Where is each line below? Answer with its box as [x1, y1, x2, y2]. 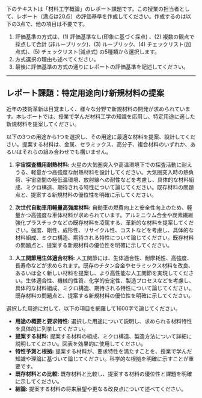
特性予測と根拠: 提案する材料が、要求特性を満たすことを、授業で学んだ [14, 347, 192, 355]
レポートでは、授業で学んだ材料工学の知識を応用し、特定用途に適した [21, 113, 195, 120]
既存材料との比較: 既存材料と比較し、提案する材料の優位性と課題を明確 [14, 370, 192, 378]
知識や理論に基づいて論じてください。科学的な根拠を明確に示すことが [14, 355, 189, 362]
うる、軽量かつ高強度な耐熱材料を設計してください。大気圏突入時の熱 [14, 168, 189, 176]
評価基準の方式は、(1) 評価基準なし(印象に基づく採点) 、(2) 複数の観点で [14, 33, 195, 40]
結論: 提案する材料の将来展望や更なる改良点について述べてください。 [14, 385, 187, 393]
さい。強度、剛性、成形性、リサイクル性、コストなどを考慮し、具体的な [14, 226, 194, 234]
